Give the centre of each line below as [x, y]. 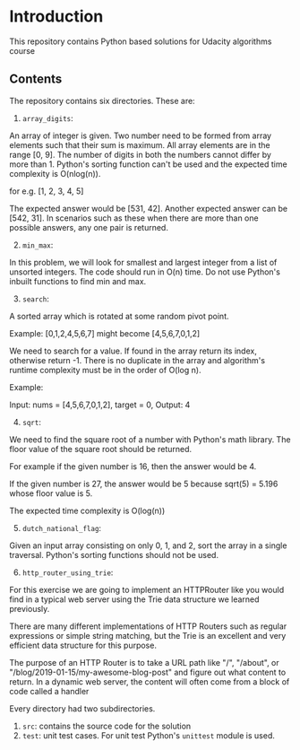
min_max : [38, 245]
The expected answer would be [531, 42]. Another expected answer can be [149, 208]
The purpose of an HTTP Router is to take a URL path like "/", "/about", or [144, 662]
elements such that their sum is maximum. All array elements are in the [140, 144]
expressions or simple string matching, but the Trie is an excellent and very [148, 635]
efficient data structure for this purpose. [83, 645]
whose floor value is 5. [51, 493]
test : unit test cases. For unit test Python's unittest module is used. [149, 735]
